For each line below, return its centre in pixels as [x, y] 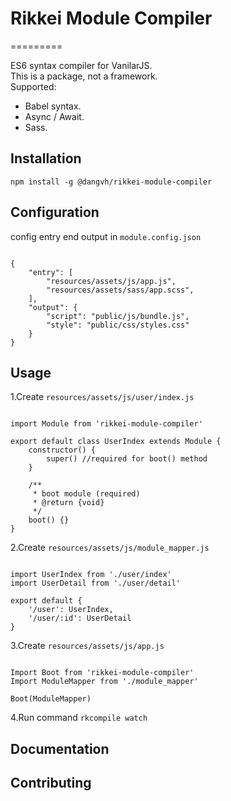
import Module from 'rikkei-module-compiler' [106, 424]
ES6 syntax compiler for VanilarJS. [81, 65]
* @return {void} [68, 503]
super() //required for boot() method [127, 459]
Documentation [60, 748]
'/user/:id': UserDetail [80, 618]
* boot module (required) [86, 494]
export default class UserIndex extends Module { [116, 442]
